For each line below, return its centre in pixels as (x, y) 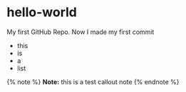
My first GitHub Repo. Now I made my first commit (81, 32)
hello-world (42, 12)
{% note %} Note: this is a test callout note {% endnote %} (93, 81)
